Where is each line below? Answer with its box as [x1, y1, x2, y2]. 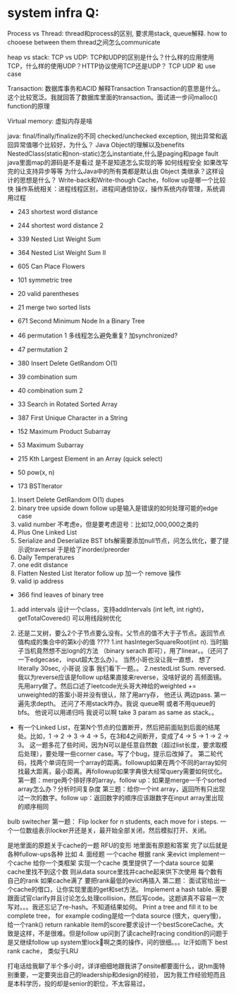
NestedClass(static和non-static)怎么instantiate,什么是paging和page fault [7, 149, 218, 158]
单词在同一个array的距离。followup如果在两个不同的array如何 [48, 758, 228, 766]
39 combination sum [17, 372, 77, 381]
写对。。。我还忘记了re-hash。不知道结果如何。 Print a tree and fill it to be [7, 902, 218, 911]
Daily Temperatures [17, 553, 75, 561]
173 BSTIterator [17, 481, 63, 490]
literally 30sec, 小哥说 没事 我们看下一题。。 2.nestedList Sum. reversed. [17, 664, 226, 672]
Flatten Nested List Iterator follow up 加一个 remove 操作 [17, 569, 182, 577]
